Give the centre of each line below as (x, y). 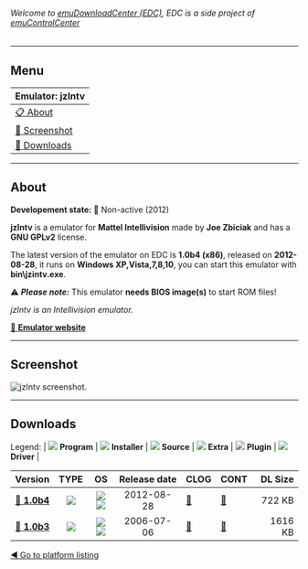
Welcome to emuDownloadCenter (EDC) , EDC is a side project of (133, 13)
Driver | (25, 456)
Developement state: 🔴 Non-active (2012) (90, 209)
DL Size (277, 479)
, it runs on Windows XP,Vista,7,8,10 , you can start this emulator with (165, 264)
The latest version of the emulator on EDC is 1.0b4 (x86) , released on (141, 254)
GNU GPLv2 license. (49, 237)
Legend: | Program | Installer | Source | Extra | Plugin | (143, 447)
